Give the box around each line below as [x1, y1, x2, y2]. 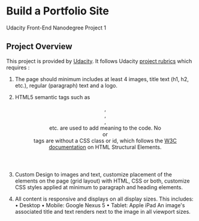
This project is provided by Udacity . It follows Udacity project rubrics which [6, 57, 192, 64]
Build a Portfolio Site [6, 4, 109, 18]
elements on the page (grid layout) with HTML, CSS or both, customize [14, 177, 190, 184]
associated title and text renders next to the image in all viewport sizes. [14, 208, 191, 215]
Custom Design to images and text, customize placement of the [14, 171, 172, 178]
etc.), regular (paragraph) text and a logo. [14, 82, 118, 89]
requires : [6, 64, 30, 71]
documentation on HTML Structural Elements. [49, 143, 162, 151]
